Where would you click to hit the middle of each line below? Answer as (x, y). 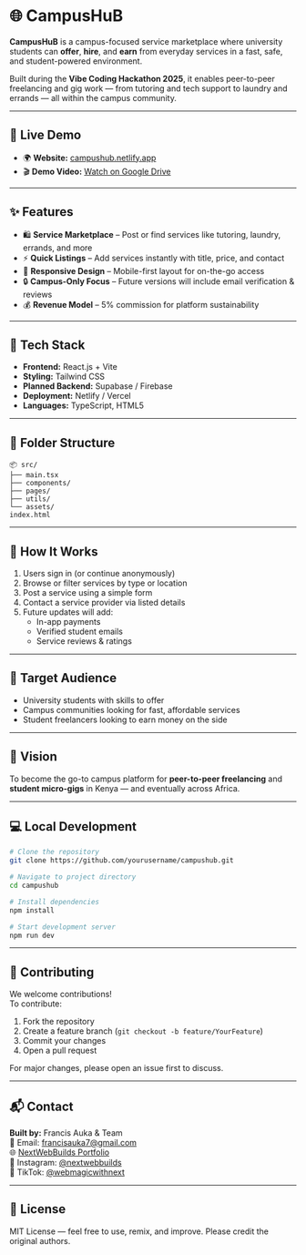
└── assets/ (32, 507)
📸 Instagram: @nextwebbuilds (66, 1163)
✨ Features (41, 212)
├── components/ (40, 484)
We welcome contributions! (61, 995)
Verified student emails (79, 631)
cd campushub (34, 886)
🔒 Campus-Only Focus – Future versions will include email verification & (158, 281)
